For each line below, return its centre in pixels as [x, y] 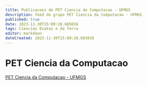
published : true [22, 19]
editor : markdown [24, 33]
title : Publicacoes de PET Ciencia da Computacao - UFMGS [68, 10]
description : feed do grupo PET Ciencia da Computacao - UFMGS [74, 15]
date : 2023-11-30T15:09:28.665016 [42, 24]
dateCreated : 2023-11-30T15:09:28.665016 [50, 38]
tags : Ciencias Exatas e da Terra [42, 29]
